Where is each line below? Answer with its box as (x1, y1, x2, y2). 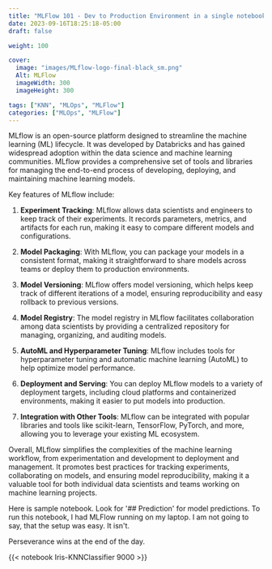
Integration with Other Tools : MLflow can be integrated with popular (19, 412, 250, 422)
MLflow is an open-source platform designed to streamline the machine (8, 131, 248, 140)
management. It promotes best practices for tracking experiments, (8, 462, 230, 472)
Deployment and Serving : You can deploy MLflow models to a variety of (19, 379, 263, 389)
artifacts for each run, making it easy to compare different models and (19, 222, 254, 232)
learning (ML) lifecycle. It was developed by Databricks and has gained (8, 140, 245, 149)
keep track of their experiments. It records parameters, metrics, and (19, 214, 247, 224)
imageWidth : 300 (15, 79, 70, 87)
